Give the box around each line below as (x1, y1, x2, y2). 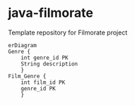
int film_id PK (20, 79, 66, 86)
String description (20, 60, 78, 68)
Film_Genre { (8, 73, 47, 80)
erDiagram (8, 42, 37, 49)
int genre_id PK (20, 54, 69, 61)
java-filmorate (8, 5, 94, 21)
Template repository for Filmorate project (8, 28, 128, 37)
